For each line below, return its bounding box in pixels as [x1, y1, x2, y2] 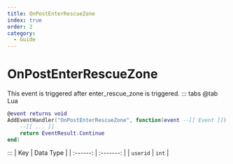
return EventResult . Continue [20, 130, 105, 137]
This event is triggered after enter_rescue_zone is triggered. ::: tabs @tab [7, 89, 218, 98]
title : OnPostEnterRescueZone [7, 10, 96, 17]
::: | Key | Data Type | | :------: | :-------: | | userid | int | [7, 149, 169, 157]
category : [7, 29, 36, 37]
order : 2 [7, 23, 33, 30]
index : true [7, 17, 42, 24]
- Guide [13, 36, 36, 43]
